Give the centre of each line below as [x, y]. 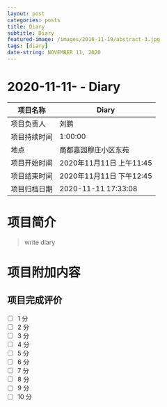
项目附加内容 [44, 272]
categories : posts [34, 20]
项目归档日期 [32, 189]
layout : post [26, 14]
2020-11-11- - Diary [64, 87]
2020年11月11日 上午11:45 [106, 163]
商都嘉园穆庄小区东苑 [95, 150]
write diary [40, 242]
